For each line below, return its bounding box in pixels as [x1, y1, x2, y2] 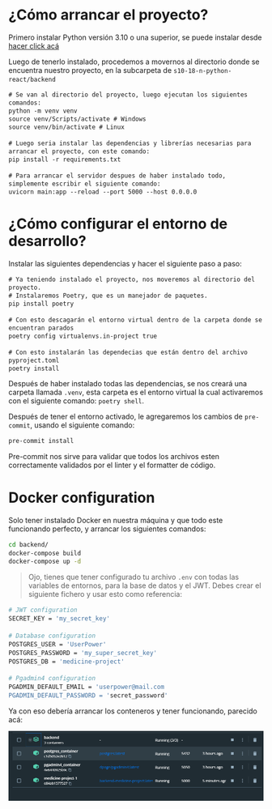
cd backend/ [8, 540, 49, 548]
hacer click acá [8, 40, 59, 50]
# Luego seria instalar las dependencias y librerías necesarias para [8, 139, 252, 147]
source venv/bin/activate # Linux [8, 123, 125, 131]
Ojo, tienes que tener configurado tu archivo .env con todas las [28, 573, 240, 582]
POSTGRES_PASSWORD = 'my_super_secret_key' [8, 649, 158, 657]
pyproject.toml [8, 356, 60, 364]
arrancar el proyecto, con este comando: [8, 147, 151, 155]
